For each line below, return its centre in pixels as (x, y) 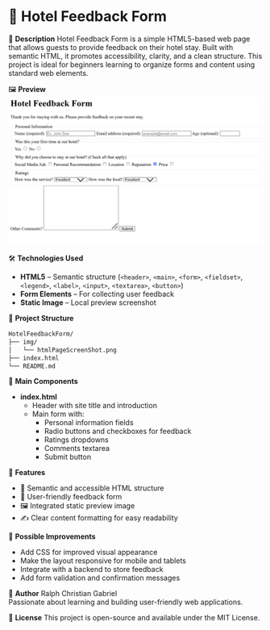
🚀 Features (27, 472)
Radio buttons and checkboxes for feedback (118, 431)
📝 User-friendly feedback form (71, 496)
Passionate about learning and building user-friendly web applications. (126, 602)
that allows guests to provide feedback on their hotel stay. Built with (121, 47)
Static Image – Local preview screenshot (88, 302)
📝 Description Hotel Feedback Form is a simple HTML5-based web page (129, 39)
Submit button (67, 457)
